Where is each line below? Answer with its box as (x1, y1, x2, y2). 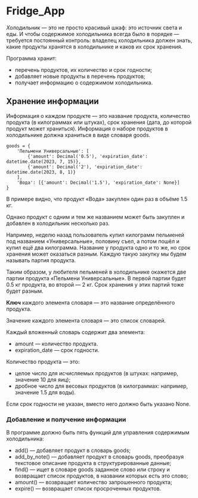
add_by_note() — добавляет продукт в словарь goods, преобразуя (14, 453, 184, 460)
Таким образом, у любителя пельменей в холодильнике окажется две (6, 268, 187, 275)
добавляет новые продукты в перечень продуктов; (14, 72, 146, 80)
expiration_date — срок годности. (14, 346, 100, 354)
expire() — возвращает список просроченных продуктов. (14, 485, 162, 492)
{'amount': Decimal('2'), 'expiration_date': (27, 163, 143, 170)
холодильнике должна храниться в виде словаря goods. (6, 131, 151, 138)
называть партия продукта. (6, 256, 76, 264)
